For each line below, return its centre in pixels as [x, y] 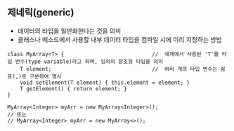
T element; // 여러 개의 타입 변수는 [119, 69]
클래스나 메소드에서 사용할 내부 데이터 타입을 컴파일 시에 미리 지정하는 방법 [120, 39]
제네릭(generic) [41, 13]
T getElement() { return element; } [74, 89]
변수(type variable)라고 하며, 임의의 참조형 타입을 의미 [89, 62]
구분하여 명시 [45, 76]
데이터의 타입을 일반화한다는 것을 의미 [69, 31]
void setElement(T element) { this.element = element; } [105, 83]
